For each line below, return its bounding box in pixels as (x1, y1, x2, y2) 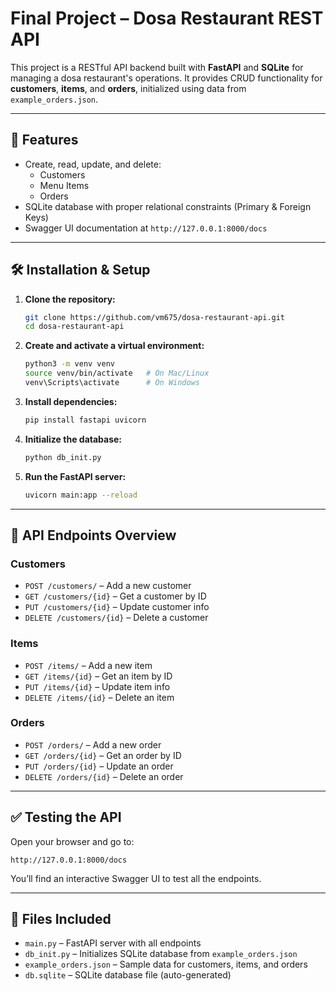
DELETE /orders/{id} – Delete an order (24, 770, 184, 782)
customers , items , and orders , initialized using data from (10, 82, 247, 94)
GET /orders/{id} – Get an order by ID (24, 749, 182, 761)
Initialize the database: (24, 433, 123, 445)
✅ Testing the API (10, 809, 122, 826)
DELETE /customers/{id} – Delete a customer (24, 612, 209, 624)
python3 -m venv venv (24, 359, 116, 369)
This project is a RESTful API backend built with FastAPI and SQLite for (10, 61, 304, 73)
